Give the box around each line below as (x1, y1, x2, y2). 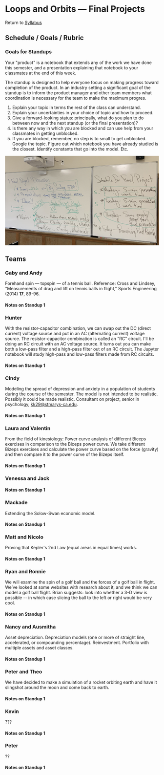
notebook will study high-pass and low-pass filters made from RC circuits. (5, 351, 155, 357)
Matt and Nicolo (5, 534, 44, 540)
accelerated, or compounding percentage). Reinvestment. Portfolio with (5, 640, 149, 646)
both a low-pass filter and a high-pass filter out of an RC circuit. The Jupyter (5, 346, 159, 352)
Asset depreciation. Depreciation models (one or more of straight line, (5, 634, 145, 641)
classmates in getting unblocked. (12, 130, 79, 136)
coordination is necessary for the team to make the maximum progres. (5, 95, 146, 101)
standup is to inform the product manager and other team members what (5, 89, 152, 96)
